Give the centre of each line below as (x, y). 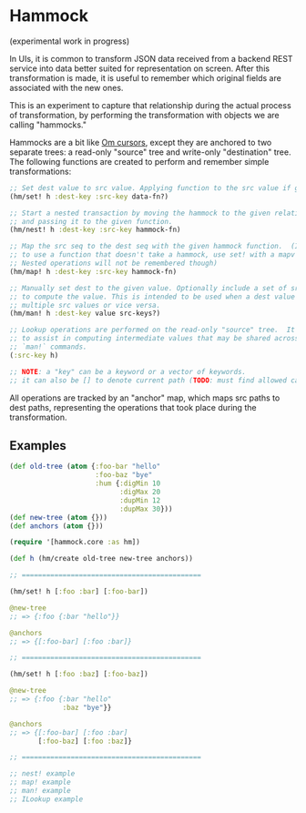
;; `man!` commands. (49, 347)
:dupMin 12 (140, 500)
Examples (38, 446)
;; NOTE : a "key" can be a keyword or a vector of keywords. (128, 371)
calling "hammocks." (48, 125)
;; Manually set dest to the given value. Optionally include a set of (148, 288)
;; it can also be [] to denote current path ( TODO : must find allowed (148, 380)
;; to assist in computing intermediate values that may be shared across (154, 339)
